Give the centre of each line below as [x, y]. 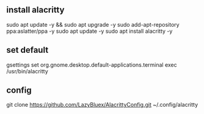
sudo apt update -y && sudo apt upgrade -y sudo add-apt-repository [93, 24]
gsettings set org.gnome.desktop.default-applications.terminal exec [92, 65]
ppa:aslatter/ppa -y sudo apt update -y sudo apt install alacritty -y [89, 31]
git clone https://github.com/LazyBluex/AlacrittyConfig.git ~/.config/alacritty [102, 105]
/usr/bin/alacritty [27, 71]
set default [27, 50]
